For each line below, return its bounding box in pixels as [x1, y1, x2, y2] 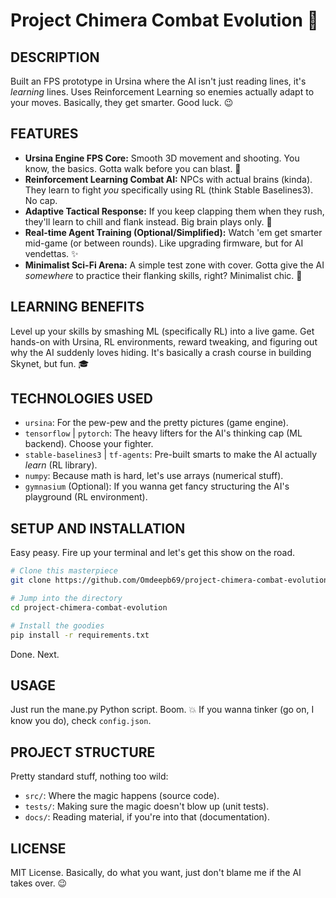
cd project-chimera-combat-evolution [10, 602, 168, 613]
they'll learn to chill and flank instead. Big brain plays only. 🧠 [24, 215, 273, 228]
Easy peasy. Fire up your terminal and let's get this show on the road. [10, 547, 296, 559]
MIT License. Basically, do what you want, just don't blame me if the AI [10, 866, 302, 878]
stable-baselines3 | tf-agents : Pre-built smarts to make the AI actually [24, 449, 318, 461]
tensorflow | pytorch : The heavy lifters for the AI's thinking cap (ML [24, 427, 303, 439]
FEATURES [10, 125, 79, 143]
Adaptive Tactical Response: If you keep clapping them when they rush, [24, 205, 325, 217]
